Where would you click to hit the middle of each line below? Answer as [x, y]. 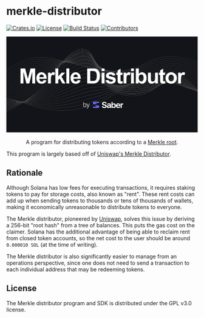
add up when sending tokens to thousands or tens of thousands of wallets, [100, 200]
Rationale [25, 173]
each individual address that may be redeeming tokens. [76, 269]
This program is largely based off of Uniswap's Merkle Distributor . [89, 154]
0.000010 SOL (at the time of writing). [52, 244]
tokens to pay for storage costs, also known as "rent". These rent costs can [100, 194]
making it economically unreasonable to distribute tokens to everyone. [94, 207]
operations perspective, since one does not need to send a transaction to [98, 263]
